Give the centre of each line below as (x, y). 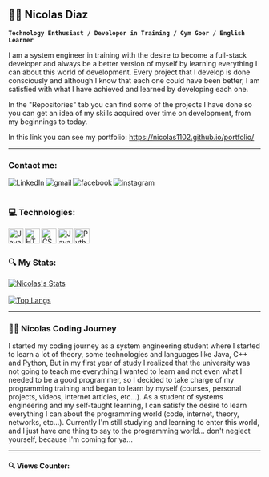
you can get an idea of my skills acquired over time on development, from (130, 113)
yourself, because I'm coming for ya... (71, 439)
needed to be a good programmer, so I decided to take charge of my (121, 380)
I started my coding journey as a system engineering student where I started (134, 346)
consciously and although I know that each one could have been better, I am (134, 80)
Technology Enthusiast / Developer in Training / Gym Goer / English (127, 33)
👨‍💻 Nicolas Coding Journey (63, 328)
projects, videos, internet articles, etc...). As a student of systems (116, 397)
